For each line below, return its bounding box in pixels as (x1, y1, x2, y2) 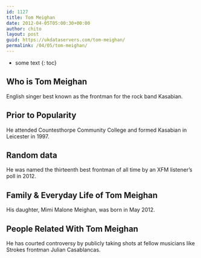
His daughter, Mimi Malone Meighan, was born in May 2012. (6, 206, 155, 213)
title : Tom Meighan (6, 15, 56, 21)
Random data (6, 150, 57, 160)
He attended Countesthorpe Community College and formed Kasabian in (6, 126, 187, 134)
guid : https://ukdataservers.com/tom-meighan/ (6, 37, 126, 43)
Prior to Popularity (6, 110, 77, 121)
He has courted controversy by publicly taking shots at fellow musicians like (6, 239, 195, 247)
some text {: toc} (14, 59, 57, 66)
